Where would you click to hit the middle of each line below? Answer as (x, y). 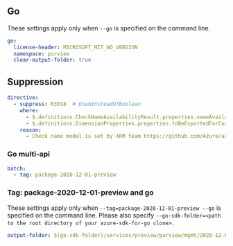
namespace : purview (42, 54)
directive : (23, 98)
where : (29, 110)
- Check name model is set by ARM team (83, 137)
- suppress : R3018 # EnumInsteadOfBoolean (77, 104)
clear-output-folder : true (52, 60)
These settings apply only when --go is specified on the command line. (109, 28)
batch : (17, 168)
